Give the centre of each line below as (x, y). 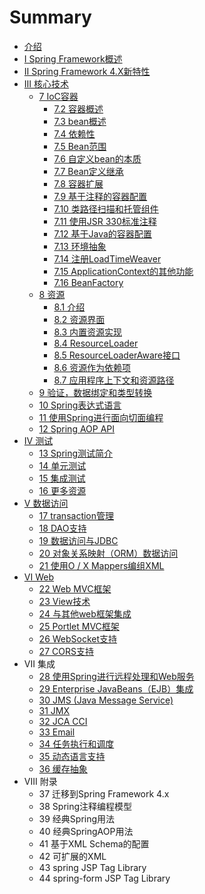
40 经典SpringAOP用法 (86, 831)
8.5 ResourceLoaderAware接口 (117, 355)
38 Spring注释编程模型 (85, 806)
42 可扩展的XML (72, 856)
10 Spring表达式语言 (80, 405)
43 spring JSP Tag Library (92, 867)
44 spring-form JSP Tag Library (104, 878)
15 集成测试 (62, 478)
